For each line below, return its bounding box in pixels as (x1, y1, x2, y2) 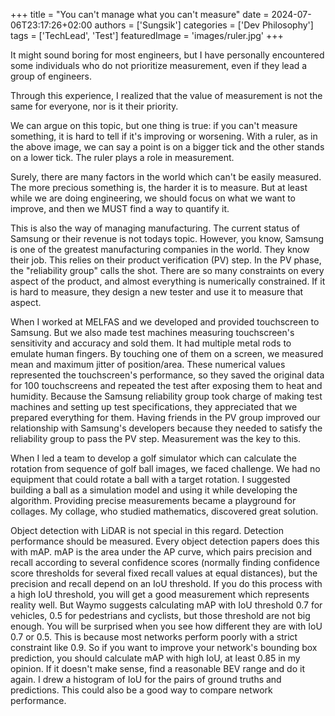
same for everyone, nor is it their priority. (10, 100, 179, 112)
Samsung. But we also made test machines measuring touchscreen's (10, 327, 295, 338)
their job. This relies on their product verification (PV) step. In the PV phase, (10, 254, 322, 266)
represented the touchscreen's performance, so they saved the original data (10, 369, 325, 381)
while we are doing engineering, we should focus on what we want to (10, 192, 296, 204)
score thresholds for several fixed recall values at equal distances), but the (10, 567, 318, 579)
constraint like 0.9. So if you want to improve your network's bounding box (10, 642, 318, 653)
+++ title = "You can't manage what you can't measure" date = (10, 9, 270, 20)
